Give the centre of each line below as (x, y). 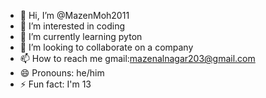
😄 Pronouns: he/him (62, 73)
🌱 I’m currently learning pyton (81, 36)
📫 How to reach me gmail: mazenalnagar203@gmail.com (137, 58)
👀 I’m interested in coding (72, 26)
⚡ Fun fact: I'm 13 (55, 84)
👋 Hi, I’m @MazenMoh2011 (74, 15)
